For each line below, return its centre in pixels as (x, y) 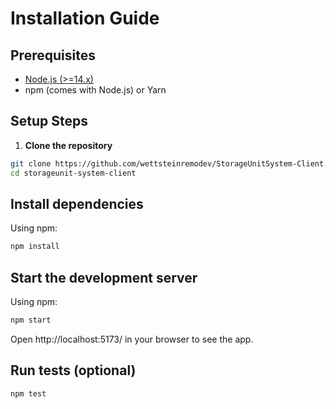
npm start (31, 320)
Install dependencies (77, 203)
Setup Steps (49, 121)
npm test (28, 393)
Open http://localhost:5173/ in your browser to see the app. (132, 339)
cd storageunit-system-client (73, 173)
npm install (35, 247)
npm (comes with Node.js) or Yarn (95, 90)
